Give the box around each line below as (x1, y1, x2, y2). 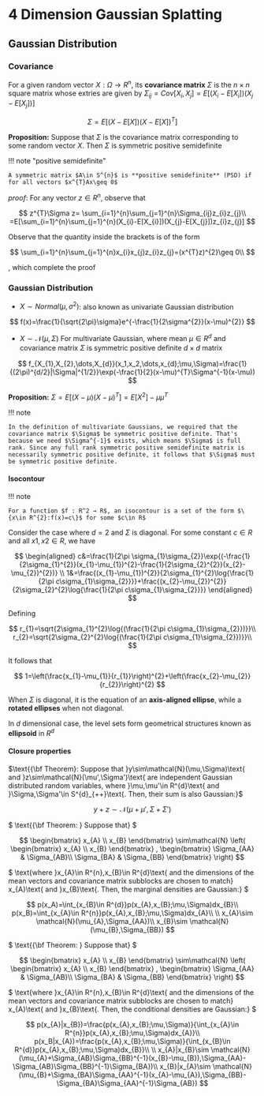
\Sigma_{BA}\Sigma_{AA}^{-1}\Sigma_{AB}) (56, 1078, 199, 1087)
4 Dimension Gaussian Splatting (8, 6, 223, 24)
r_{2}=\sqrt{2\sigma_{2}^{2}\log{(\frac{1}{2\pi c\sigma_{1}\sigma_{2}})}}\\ (13, 632, 252, 641)
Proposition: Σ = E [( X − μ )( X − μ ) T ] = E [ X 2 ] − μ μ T (8, 391, 169, 402)
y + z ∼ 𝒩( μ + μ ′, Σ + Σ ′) (93, 804, 172, 814)
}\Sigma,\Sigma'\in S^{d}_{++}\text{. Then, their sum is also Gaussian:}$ (8, 789, 244, 798)
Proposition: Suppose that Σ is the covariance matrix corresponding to (8, 132, 239, 141)
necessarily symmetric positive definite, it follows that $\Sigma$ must (8, 450, 256, 459)
